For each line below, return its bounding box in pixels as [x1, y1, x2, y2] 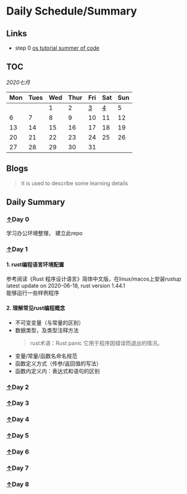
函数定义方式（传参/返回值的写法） [14, 360, 102, 367]
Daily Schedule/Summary [6, 4, 138, 18]
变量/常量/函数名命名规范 [14, 352, 77, 359]
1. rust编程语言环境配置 [6, 261, 65, 268]
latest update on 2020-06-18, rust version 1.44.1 [6, 282, 125, 290]
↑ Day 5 [6, 431, 29, 440]
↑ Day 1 [6, 245, 28, 253]
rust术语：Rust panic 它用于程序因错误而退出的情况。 [30, 339, 163, 346]
